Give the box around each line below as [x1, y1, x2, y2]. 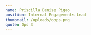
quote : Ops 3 [5, 22, 33, 27]
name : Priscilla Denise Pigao [5, 7, 70, 13]
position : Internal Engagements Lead [5, 12, 86, 17]
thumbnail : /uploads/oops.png [5, 17, 70, 22]
